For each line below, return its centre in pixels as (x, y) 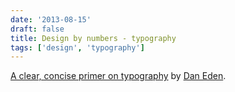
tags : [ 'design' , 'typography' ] (77, 47)
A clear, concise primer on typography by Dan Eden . (118, 76)
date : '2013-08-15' (51, 19)
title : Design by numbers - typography (93, 38)
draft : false (37, 29)
